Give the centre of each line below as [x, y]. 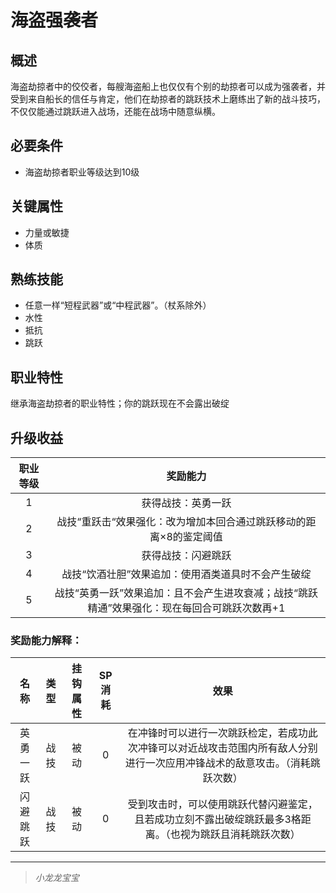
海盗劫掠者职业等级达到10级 [82, 172]
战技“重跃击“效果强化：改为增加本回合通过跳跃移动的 [181, 522]
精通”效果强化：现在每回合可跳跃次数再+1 [186, 608]
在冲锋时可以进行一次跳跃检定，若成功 [217, 733]
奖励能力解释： [46, 640]
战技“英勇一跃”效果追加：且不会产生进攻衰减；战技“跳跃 [186, 593]
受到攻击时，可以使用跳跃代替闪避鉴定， [222, 804]
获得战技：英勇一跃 [186, 503]
